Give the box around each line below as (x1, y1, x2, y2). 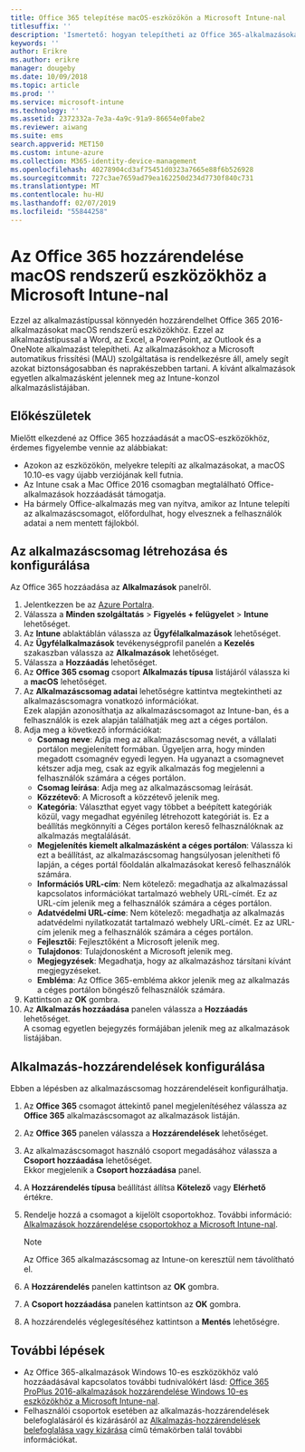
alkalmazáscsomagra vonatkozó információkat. (23, 695, 200, 707)
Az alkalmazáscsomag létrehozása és (10, 543, 228, 558)
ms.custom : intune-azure (10, 148, 104, 157)
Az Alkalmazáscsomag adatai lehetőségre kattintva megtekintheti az (23, 686, 283, 697)
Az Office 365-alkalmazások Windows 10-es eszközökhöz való (23, 1366, 259, 1378)
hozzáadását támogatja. (76, 489, 167, 499)
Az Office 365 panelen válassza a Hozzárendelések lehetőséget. (23, 1128, 269, 1138)
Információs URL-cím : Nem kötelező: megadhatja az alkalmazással (36, 878, 289, 889)
